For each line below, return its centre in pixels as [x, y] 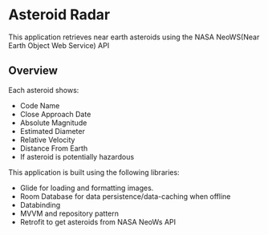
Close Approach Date [55, 114]
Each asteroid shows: [44, 90]
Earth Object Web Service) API [59, 45]
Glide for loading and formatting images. [87, 188]
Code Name [40, 105]
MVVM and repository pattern [69, 213]
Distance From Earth [54, 148]
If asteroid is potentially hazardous [77, 156]
